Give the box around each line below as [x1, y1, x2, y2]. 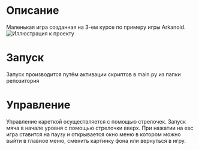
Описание [6, 4, 59, 17]
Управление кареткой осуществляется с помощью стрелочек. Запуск [6, 118, 186, 125]
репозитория [6, 77, 40, 84]
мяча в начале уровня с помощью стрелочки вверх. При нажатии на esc [6, 124, 194, 131]
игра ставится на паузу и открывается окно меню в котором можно [6, 130, 181, 138]
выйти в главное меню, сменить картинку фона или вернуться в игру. [6, 137, 186, 144]
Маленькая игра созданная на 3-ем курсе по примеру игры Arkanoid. [6, 23, 186, 31]
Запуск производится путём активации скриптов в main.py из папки [6, 70, 181, 78]
